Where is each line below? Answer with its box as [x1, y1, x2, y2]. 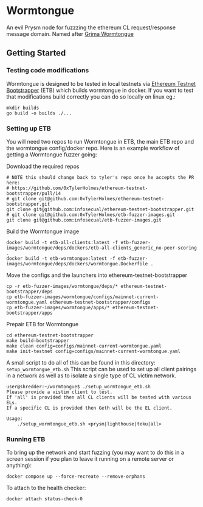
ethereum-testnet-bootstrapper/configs [49, 299, 151, 305]
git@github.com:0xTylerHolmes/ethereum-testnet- [38, 195, 165, 201]
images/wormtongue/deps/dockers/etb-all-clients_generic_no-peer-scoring [6, 245, 198, 251]
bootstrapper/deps [6, 288, 53, 295]
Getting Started [6, 48, 66, 58]
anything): [6, 462, 32, 469]
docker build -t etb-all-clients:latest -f [6, 239, 119, 245]
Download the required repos [6, 163, 80, 170]
